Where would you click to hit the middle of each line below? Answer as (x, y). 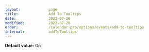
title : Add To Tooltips (43, 14)
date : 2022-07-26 (38, 18)
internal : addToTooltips (41, 32)
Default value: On (23, 45)
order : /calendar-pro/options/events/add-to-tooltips (75, 27)
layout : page (31, 9)
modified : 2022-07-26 (38, 23)
